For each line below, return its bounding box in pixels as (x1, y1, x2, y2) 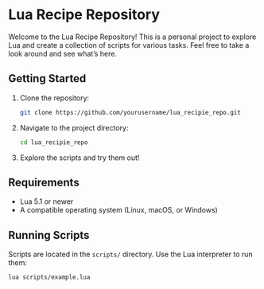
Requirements (8, 175, 80, 189)
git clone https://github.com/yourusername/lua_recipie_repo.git (19, 108, 241, 116)
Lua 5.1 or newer (19, 197, 74, 206)
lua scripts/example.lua (8, 273, 91, 282)
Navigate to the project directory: (19, 123, 129, 132)
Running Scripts (8, 228, 90, 242)
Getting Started (8, 72, 87, 85)
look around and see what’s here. (8, 49, 118, 58)
